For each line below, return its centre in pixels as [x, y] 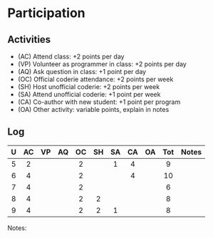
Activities [29, 40]
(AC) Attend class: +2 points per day [71, 56]
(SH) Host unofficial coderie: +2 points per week [89, 87]
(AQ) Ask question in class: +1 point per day [82, 72]
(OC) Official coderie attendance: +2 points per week [95, 79]
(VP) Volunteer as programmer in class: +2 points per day [102, 64]
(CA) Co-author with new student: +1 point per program [99, 102]
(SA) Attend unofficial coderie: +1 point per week [89, 94]
